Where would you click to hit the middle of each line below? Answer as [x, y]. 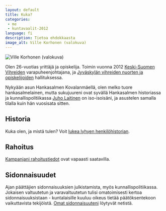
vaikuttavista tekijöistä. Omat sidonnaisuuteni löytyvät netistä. [69, 203]
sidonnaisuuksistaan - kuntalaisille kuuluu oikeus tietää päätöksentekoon [80, 198]
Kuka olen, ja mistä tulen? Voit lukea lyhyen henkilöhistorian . [67, 131]
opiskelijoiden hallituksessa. [34, 77]
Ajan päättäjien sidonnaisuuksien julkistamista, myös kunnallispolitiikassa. [81, 187]
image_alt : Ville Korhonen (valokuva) [46, 43]
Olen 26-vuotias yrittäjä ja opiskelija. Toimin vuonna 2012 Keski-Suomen [80, 66]
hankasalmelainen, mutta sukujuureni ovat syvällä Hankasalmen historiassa [83, 92]
